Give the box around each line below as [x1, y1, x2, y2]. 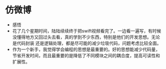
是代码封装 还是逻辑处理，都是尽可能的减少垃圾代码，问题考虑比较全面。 [12, 40, 162, 46]
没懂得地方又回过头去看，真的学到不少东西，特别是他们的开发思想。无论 [12, 34, 160, 40]
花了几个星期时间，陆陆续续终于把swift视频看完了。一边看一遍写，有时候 [12, 28, 162, 34]
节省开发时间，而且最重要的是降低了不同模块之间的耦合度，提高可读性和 [12, 52, 160, 58]
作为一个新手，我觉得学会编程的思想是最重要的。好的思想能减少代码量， [12, 46, 160, 52]
